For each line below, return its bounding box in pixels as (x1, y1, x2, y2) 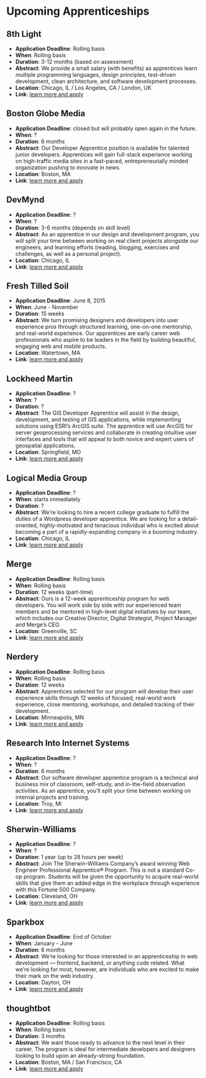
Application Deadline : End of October (15, 933, 112, 941)
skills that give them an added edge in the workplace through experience (15, 879, 200, 887)
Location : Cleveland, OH (15, 893, 78, 900)
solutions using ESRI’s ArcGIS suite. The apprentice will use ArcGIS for (15, 422, 193, 430)
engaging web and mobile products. (15, 342, 107, 350)
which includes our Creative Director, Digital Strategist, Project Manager (15, 614, 197, 622)
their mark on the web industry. (15, 972, 95, 980)
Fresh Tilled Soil (6, 281, 69, 291)
